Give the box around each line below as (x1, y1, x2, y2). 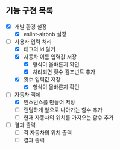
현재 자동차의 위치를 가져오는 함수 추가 (23, 113, 114, 121)
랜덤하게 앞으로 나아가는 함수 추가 (23, 106, 103, 113)
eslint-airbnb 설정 (23, 30, 67, 37)
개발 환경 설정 (14, 23, 47, 30)
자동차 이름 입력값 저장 (23, 53, 77, 60)
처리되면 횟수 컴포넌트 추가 (32, 68, 96, 75)
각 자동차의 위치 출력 (23, 128, 72, 136)
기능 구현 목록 (5, 5, 54, 16)
